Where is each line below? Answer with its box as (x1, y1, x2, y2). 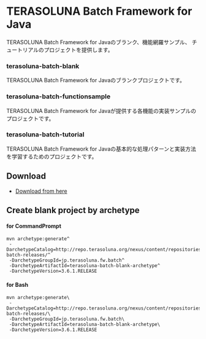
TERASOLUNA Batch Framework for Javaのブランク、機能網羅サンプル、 (6, 38, 191, 45)
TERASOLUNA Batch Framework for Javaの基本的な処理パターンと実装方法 (6, 145, 196, 152)
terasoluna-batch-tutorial (6, 130, 85, 139)
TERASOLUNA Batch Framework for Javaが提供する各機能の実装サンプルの (6, 107, 197, 114)
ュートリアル (6, 46, 39, 53)
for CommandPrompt (6, 222, 61, 230)
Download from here (15, 187, 67, 195)
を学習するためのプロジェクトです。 (6, 152, 97, 160)
